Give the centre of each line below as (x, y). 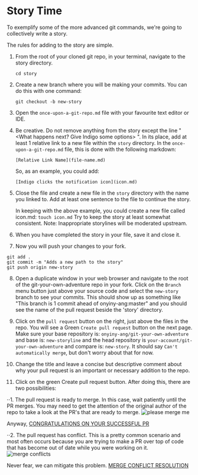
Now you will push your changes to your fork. (71, 246)
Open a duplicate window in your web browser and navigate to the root (102, 278)
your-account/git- (170, 340)
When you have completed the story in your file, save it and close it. (98, 234)
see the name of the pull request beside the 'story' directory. (89, 309)
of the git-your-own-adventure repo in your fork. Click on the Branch (98, 285)
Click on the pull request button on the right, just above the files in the (102, 321)
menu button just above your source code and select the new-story (97, 290)
